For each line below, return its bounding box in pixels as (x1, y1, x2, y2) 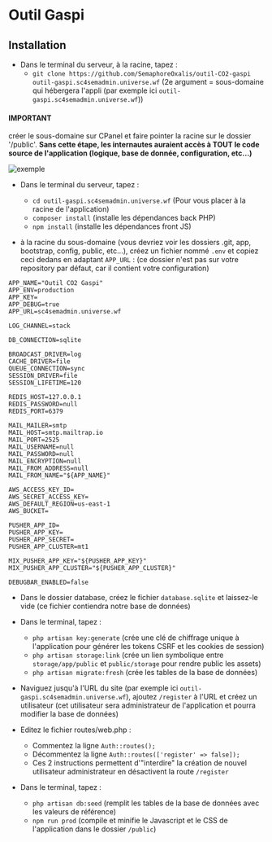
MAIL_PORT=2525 (8, 436, 60, 445)
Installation (8, 38, 67, 52)
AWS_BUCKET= (8, 507, 49, 515)
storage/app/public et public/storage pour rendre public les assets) (32, 659, 261, 669)
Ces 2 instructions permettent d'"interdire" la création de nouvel (32, 758, 248, 768)
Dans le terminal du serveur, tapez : (19, 180, 140, 190)
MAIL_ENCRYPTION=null (8, 458, 82, 466)
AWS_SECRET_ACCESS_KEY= (8, 493, 89, 502)
